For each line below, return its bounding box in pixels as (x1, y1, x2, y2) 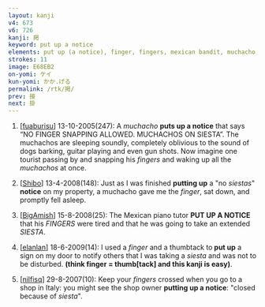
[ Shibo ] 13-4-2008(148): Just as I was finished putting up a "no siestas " (19, 178, 256, 188)
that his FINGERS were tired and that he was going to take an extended (19, 219, 251, 229)
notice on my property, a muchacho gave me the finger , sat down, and (19, 187, 250, 197)
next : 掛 (8, 99, 35, 107)
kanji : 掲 (8, 33, 39, 42)
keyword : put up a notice (8, 41, 93, 49)
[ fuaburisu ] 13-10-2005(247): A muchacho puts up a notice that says (19, 122, 245, 131)
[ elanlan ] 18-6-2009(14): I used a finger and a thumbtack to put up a (19, 242, 242, 253)
